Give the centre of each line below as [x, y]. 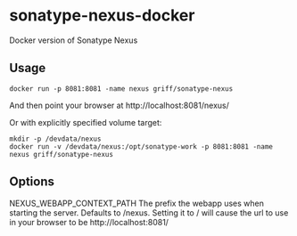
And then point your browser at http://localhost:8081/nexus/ [119, 105]
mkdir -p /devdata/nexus [55, 139]
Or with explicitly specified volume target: [86, 122]
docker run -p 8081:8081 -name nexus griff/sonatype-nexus [121, 89]
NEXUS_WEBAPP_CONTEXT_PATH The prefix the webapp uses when [137, 203]
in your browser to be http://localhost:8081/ [89, 222]
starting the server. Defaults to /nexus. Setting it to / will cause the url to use [149, 212]
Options [32, 182]
